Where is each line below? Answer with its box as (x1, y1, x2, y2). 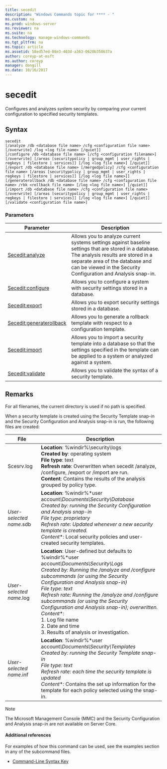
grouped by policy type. (41, 481, 97, 488)
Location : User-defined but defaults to (41, 547, 133, 554)
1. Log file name (41, 616, 79, 623)
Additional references (5, 732, 51, 738)
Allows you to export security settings (71, 299, 160, 306)
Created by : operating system (41, 450, 111, 457)
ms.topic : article (5, 44, 43, 49)
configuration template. (71, 326, 126, 333)
